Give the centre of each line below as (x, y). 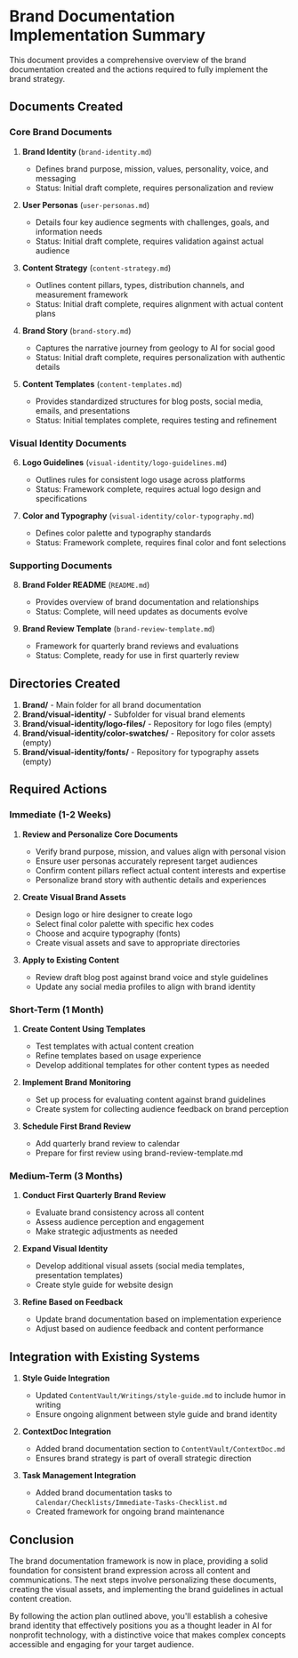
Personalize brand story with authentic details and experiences (151, 880)
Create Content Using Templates (84, 1029)
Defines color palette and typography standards (123, 533)
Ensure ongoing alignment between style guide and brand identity (156, 1414)
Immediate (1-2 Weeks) (60, 815)
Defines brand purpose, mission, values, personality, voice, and (152, 169)
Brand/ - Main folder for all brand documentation (112, 705)
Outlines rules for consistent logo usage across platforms (141, 479)
